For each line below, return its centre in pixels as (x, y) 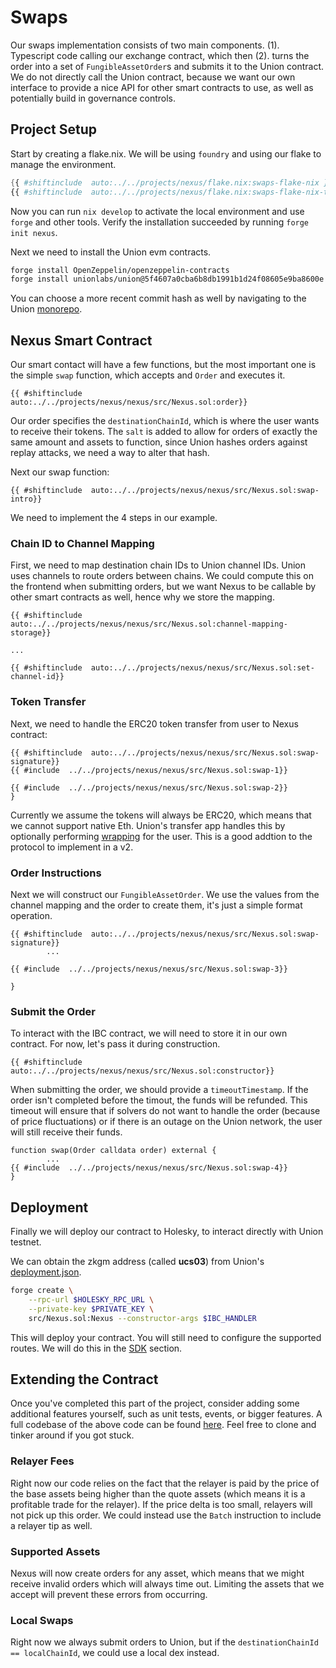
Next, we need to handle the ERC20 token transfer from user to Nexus (154, 723)
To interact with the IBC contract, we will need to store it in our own (149, 1033)
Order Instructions (56, 873)
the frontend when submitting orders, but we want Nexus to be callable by (163, 587)
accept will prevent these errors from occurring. (109, 1594)
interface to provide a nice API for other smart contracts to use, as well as (162, 87)
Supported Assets (55, 1551)
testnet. (26, 1242)
